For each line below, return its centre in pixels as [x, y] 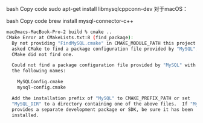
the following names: [39, 71]
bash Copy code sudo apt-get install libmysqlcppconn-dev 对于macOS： [97, 9]
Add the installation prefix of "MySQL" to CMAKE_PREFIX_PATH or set [101, 98]
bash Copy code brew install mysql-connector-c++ [70, 21]
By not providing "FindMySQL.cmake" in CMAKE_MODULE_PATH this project [104, 43]
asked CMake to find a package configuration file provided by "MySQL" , [105, 49]
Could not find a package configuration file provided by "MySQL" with [104, 65]
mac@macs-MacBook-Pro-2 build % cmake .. [59, 32]
